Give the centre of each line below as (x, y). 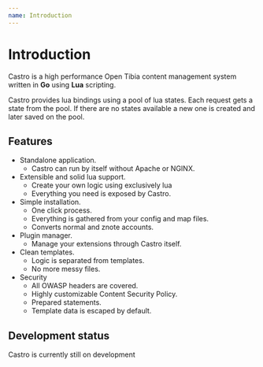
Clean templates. (47, 252)
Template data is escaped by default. (91, 311)
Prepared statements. (67, 302)
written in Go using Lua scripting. (62, 84)
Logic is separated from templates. (88, 261)
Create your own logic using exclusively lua (102, 185)
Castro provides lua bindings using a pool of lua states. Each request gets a (131, 100)
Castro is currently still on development (72, 354)
